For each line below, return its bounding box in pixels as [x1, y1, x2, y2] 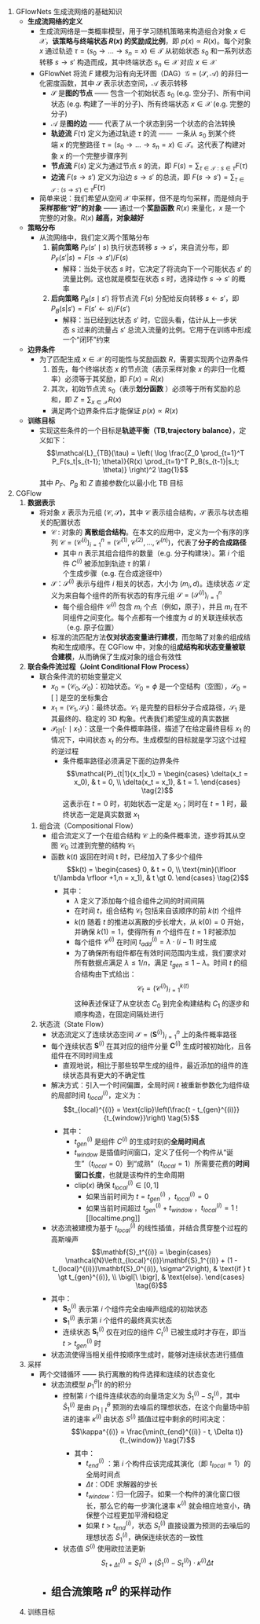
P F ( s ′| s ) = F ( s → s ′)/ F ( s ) [50, 253, 129, 264]
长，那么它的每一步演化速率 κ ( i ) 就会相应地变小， [86, 1499, 244, 1510]
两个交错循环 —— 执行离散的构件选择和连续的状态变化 [38, 1369, 216, 1379]
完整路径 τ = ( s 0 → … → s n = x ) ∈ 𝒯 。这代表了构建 [71, 140, 240, 151]
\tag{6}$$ [135, 1280, 167, 1290]
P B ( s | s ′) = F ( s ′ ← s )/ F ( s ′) [50, 303, 131, 315]
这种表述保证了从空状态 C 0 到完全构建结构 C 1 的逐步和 [74, 999, 250, 1010]
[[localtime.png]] [86, 1213, 141, 1223]
